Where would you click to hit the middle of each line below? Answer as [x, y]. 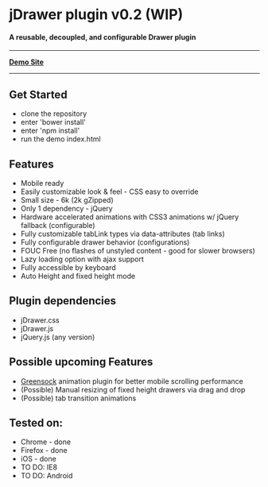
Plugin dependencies [63, 301]
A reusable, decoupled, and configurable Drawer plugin [103, 37]
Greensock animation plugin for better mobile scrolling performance [132, 381]
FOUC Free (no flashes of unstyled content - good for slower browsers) [138, 251]
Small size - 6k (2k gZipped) [67, 200]
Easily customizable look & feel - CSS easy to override [109, 191]
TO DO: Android [47, 476]
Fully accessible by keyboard [68, 268]
